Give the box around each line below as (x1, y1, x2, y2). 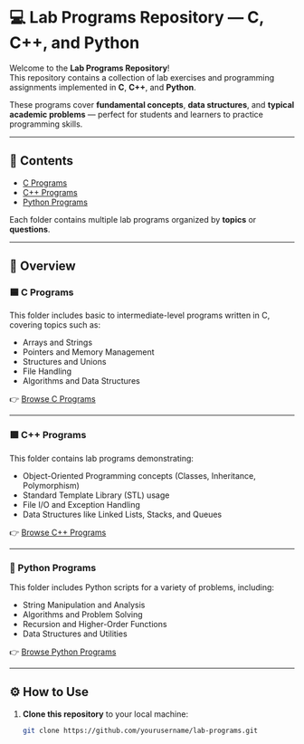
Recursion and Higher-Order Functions (22, 619, 167, 630)
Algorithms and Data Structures (22, 376, 140, 386)
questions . (9, 224, 51, 234)
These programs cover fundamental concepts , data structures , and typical (9, 99, 295, 110)
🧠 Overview (9, 259, 76, 274)
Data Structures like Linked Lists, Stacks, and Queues (22, 509, 223, 520)
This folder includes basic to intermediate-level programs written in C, (9, 310, 271, 321)
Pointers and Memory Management (22, 347, 155, 358)
